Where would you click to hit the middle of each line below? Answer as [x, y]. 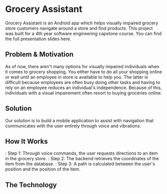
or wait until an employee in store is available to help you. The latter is [77, 77]
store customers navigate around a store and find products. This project [79, 28]
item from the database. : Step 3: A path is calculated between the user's [80, 164]
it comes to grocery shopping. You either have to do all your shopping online [84, 72]
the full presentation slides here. [38, 39]
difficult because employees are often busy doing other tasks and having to [83, 82]
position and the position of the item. [43, 169]
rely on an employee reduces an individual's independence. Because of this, [83, 88]
